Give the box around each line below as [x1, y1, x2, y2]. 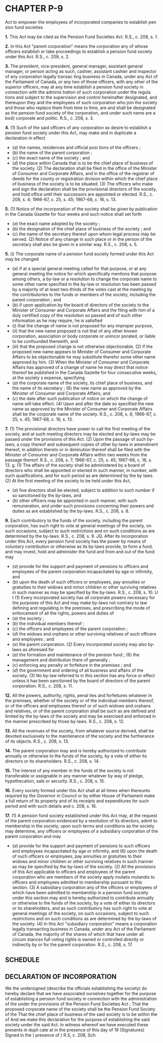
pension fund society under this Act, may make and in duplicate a [5, 130, 137, 136]
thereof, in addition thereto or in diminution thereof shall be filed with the [5, 446, 150, 453]
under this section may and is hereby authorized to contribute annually [12, 895, 154, 901]
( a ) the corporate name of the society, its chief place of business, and [12, 380, 152, 385]
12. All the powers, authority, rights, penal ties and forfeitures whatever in [5, 692, 152, 698]
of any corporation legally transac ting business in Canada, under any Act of [5, 73, 158, 79]
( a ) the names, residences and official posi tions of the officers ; [12, 144, 141, 150]
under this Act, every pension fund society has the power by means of [5, 538, 146, 544]
